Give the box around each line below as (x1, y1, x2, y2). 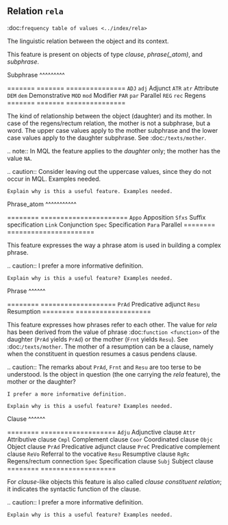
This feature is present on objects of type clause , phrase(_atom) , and (7, 50, 203, 58)
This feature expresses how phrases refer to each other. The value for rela (7, 320, 217, 329)
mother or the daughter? (7, 377, 77, 385)
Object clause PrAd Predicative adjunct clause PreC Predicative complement (7, 442, 220, 450)
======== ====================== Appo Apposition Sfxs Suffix (7, 213, 206, 221)
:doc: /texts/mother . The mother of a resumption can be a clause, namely (7, 342, 214, 350)
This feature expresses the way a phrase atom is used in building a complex (7, 241, 221, 249)
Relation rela (7, 5, 64, 17)
